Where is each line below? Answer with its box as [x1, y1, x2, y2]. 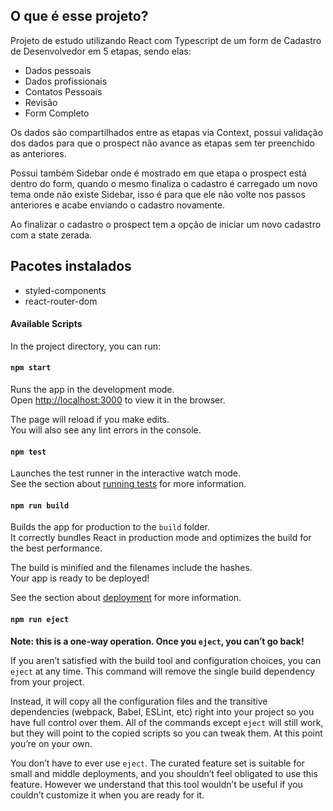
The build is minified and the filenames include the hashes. [10, 562, 253, 574]
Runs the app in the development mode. [10, 384, 175, 396]
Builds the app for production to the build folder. [10, 521, 211, 533]
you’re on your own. [10, 737, 93, 749]
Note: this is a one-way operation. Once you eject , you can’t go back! [10, 635, 305, 647]
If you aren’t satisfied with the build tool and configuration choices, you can [10, 654, 322, 666]
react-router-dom [24, 295, 98, 307]
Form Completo [24, 107, 90, 119]
